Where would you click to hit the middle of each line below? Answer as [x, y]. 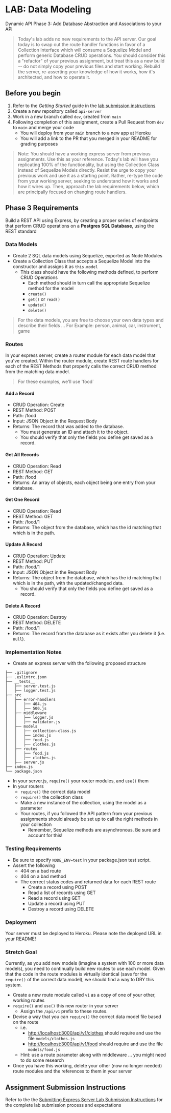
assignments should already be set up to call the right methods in [89, 819]
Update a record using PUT [57, 903]
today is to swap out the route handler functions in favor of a [81, 44]
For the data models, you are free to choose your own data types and [91, 320]
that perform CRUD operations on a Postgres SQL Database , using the [80, 226]
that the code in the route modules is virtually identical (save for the [76, 974]
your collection [36, 824]
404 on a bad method [43, 876]
